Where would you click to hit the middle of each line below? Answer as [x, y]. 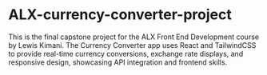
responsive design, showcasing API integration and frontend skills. [118, 62]
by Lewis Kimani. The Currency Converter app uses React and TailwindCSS [132, 45]
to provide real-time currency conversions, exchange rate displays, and [126, 53]
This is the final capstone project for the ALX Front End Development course [134, 37]
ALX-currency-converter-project [120, 15]
